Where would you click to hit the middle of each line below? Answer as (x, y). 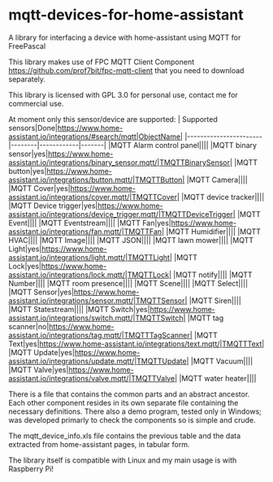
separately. (27, 79)
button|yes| (28, 171)
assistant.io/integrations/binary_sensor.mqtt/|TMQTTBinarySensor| (121, 162)
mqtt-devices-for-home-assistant (126, 15)
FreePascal (27, 46)
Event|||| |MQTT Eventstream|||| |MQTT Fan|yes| (90, 223)
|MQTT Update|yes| (42, 352)
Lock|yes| (25, 266)
